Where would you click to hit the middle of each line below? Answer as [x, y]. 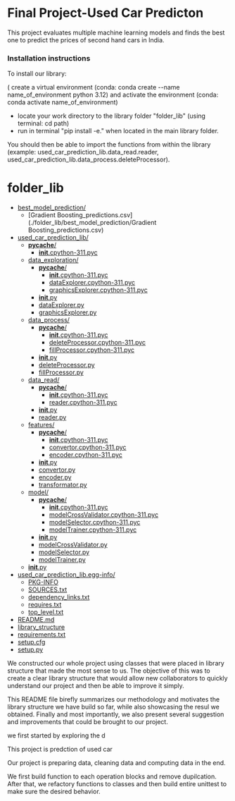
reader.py [52, 417]
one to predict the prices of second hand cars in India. [86, 39]
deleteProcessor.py [66, 365]
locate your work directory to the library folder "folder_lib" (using [112, 116]
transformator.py [63, 485]
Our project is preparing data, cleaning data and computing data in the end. [117, 763]
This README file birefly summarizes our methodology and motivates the [114, 699]
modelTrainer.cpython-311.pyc [93, 530]
